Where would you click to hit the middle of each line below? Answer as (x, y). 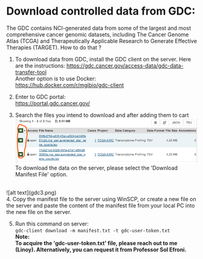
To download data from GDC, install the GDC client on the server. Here (103, 59)
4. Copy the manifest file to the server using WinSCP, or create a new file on (101, 199)
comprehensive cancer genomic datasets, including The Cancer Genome (98, 34)
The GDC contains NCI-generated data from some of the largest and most (99, 28)
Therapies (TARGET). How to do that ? (54, 47)
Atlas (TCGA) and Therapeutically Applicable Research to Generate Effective (101, 41)
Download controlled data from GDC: (101, 11)
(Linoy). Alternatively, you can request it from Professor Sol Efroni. (101, 249)
